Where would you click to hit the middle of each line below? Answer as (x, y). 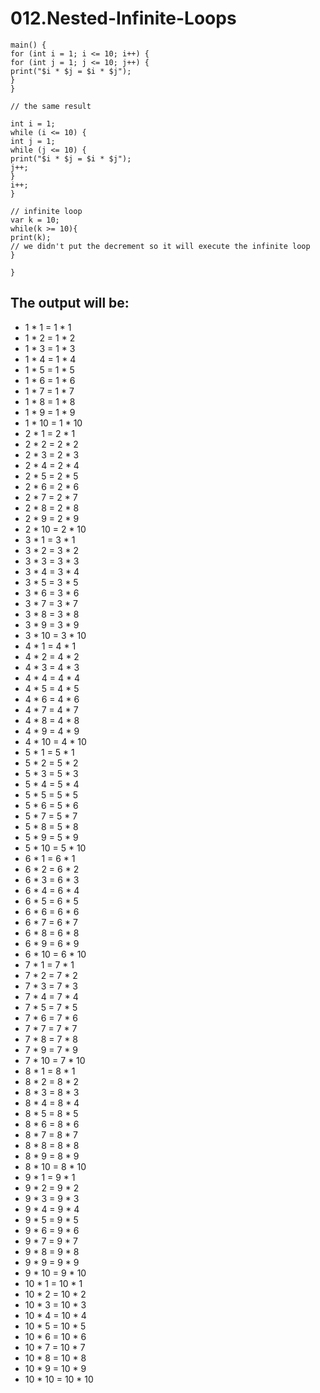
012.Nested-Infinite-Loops (123, 18)
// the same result (51, 106)
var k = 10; (35, 220)
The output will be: (70, 303)
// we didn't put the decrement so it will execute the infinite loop (160, 246)
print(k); (31, 237)
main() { (28, 45)
